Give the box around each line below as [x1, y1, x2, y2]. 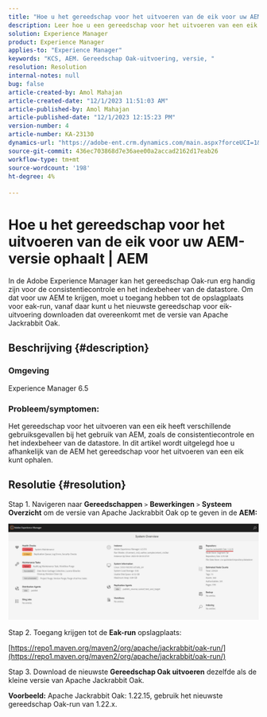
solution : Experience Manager [8, 29, 109, 37]
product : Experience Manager [8, 38, 105, 46]
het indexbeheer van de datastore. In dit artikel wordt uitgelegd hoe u [8, 438, 235, 448]
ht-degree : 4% [8, 172, 56, 181]
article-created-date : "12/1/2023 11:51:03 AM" [8, 96, 169, 105]
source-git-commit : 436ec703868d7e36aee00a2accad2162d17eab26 [8, 147, 219, 155]
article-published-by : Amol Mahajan [8, 105, 130, 113]
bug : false [8, 80, 44, 88]
